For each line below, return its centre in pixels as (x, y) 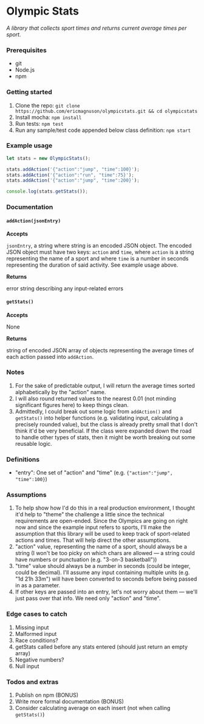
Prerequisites (26, 50)
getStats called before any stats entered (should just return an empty (101, 647)
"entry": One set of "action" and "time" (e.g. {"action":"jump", (94, 473)
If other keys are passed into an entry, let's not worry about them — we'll (106, 592)
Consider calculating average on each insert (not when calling (93, 708)
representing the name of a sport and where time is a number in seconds (98, 259)
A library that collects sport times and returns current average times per (97, 28)
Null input (27, 666)
